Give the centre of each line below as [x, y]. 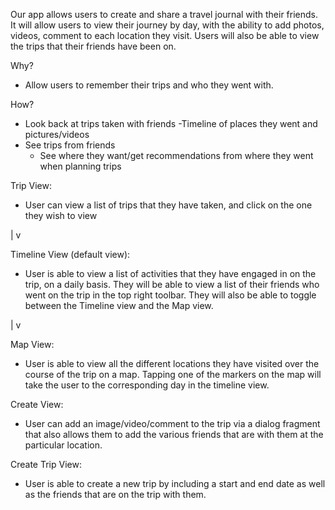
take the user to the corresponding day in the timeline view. [147, 385]
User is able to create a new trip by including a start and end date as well [175, 483]
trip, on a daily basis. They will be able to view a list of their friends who [172, 284]
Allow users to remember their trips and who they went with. [149, 85]
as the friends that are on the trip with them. [115, 494]
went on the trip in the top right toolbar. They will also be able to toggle [170, 295]
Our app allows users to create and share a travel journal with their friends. [164, 14]
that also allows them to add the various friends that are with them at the [174, 434]
